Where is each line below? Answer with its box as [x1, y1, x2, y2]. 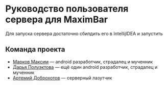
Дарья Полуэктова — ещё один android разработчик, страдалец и [12, 64, 158, 70]
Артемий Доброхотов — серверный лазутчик [12, 74, 112, 81]
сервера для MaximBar [5, 14, 108, 25]
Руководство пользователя [5, 3, 129, 15]
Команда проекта [5, 45, 65, 54]
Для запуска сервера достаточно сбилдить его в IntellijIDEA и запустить [5, 30, 163, 36]
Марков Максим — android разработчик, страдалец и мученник [12, 59, 153, 65]
